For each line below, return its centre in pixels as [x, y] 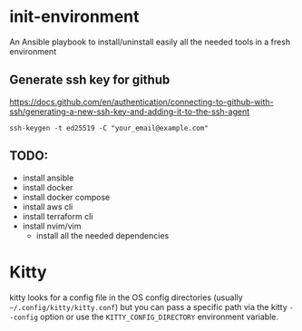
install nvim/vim [52, 226]
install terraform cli [58, 216]
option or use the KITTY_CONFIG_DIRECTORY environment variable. [160, 316]
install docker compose [66, 197]
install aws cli [48, 207]
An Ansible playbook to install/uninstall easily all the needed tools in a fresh [150, 42]
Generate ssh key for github [90, 80]
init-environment [74, 17]
